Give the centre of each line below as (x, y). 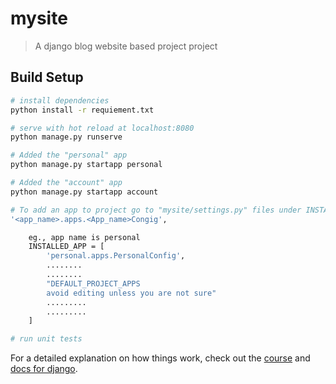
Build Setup (47, 77)
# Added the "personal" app (69, 155)
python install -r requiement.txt (82, 110)
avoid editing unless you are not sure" (131, 293)
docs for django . (44, 369)
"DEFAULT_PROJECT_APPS (93, 283)
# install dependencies (60, 100)
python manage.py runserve (66, 137)
